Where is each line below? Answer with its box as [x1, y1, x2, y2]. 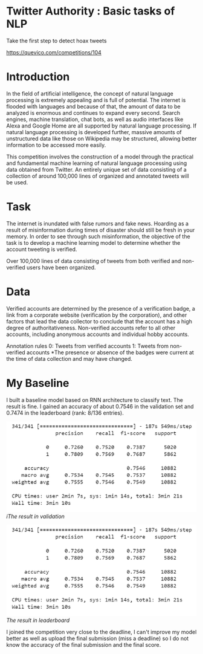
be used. [6, 178, 28, 186]
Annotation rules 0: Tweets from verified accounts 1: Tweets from [6, 342, 169, 349]
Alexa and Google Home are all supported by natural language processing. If [6, 122, 197, 129]
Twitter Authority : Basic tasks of [6, 4, 175, 18]
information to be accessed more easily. [6, 141, 106, 149]
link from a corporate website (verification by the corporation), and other [6, 311, 187, 319]
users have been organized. [26, 264, 96, 271]
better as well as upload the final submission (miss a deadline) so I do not [6, 635, 189, 642]
